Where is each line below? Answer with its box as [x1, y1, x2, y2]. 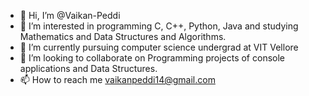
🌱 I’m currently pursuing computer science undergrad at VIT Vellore [19, 41, 299, 53]
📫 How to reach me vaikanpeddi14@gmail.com [19, 74, 216, 85]
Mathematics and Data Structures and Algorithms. [19, 31, 227, 42]
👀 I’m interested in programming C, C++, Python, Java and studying [19, 20, 299, 32]
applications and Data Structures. [19, 63, 158, 74]
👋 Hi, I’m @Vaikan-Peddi [19, 10, 121, 21]
